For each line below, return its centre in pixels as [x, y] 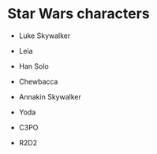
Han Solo [34, 66]
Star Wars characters [79, 14]
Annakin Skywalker [50, 96]
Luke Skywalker [45, 36]
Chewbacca [38, 81]
